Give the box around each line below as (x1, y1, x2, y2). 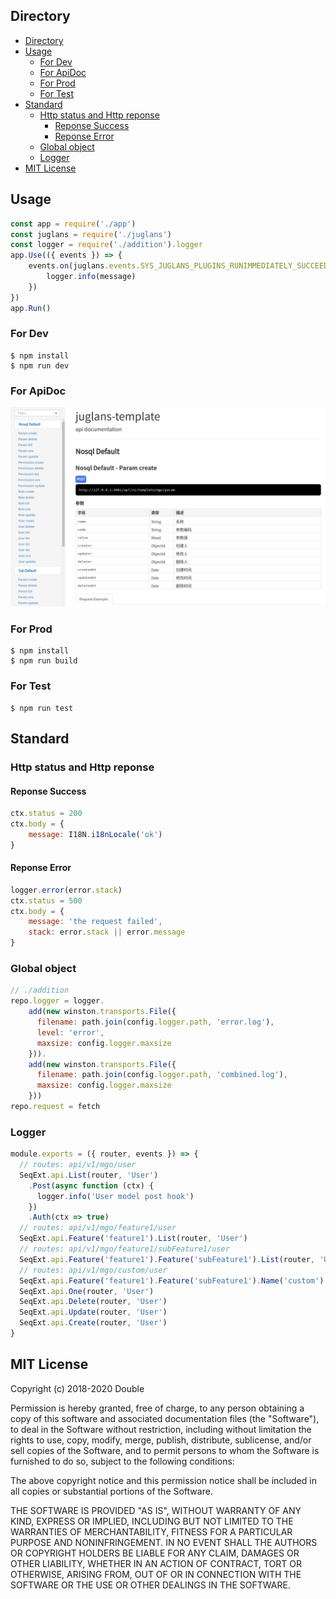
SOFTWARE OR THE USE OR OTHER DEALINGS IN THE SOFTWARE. (10, 1579, 291, 1591)
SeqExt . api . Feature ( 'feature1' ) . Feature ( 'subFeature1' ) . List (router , (19, 1254, 315, 1264)
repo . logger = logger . (10, 996, 105, 1006)
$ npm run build (10, 656, 78, 666)
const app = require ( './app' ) (10, 219, 137, 229)
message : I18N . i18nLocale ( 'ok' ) (28, 829, 163, 839)
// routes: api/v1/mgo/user (19, 1160, 137, 1170)
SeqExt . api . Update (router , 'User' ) (19, 1307, 168, 1318)
